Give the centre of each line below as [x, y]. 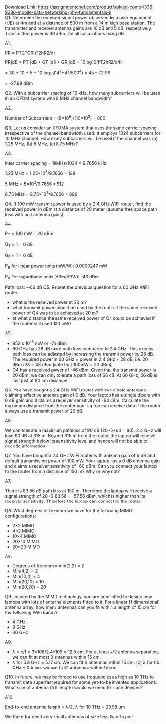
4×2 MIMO [23, 531]
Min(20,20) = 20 [29, 587]
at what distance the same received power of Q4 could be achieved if [83, 318]
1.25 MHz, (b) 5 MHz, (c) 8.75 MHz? [42, 144]
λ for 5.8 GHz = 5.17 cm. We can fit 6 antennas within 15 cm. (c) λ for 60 [86, 662]
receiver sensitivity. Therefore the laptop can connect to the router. [74, 501]
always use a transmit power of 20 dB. [44, 411]
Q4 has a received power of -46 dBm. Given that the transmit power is [84, 370]
